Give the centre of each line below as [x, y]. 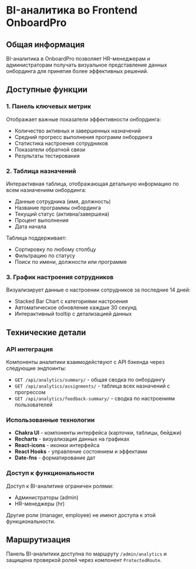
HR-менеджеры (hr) [40, 504]
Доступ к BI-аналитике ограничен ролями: [60, 486]
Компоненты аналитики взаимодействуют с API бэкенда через [85, 362]
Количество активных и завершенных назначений [77, 131]
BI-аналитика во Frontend [72, 10]
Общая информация [45, 44]
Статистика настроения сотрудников [61, 143]
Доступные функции [47, 90]
